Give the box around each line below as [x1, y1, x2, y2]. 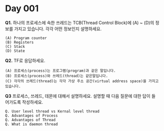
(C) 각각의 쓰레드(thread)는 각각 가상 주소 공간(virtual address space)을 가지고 [5, 79, 159, 84]
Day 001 [5, 3, 39, 14]
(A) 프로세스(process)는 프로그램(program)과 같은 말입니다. [5, 68, 116, 73]
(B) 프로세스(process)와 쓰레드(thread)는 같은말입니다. [5, 73, 108, 78]
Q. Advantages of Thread [5, 117, 56, 122]
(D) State [5, 48, 25, 53]
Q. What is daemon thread [5, 122, 58, 127]
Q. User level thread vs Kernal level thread [5, 109, 99, 114]
